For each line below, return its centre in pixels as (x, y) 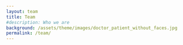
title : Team (21, 17)
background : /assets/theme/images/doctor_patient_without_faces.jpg (92, 28)
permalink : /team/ (29, 33)
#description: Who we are (38, 22)
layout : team (22, 11)
